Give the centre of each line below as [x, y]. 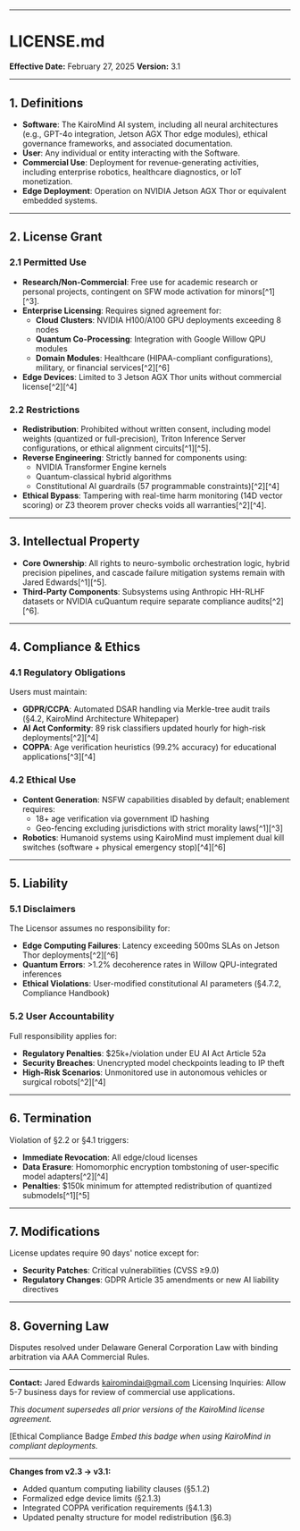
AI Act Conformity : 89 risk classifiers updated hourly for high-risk [144, 728]
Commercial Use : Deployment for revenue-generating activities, [141, 162]
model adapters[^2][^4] [65, 1176]
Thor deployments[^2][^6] [70, 955]
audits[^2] [265, 601]
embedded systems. [60, 200]
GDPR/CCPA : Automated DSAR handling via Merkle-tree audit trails [146, 709]
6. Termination [50, 1118]
